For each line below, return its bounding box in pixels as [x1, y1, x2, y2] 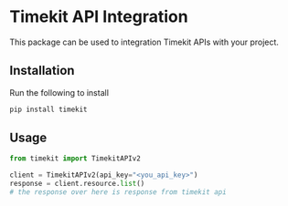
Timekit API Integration [9, 6, 189, 27]
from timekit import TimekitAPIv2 [9, 154, 142, 163]
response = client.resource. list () [9, 180, 145, 189]
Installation [9, 63, 75, 78]
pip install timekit [9, 105, 89, 114]
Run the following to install [9, 87, 110, 98]
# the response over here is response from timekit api [9, 188, 227, 197]
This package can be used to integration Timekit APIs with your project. [9, 36, 279, 47]
